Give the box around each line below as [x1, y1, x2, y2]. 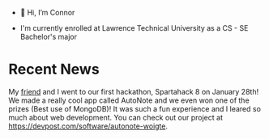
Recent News [8, 61, 100, 78]
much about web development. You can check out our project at [8, 112, 223, 122]
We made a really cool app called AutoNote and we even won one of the [8, 95, 250, 105]
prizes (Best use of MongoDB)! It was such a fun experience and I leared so [8, 103, 262, 113]
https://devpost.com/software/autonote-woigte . [8, 121, 169, 131]
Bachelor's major [19, 32, 78, 41]
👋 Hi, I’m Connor [19, 8, 75, 17]
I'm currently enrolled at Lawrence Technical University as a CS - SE [19, 23, 249, 32]
